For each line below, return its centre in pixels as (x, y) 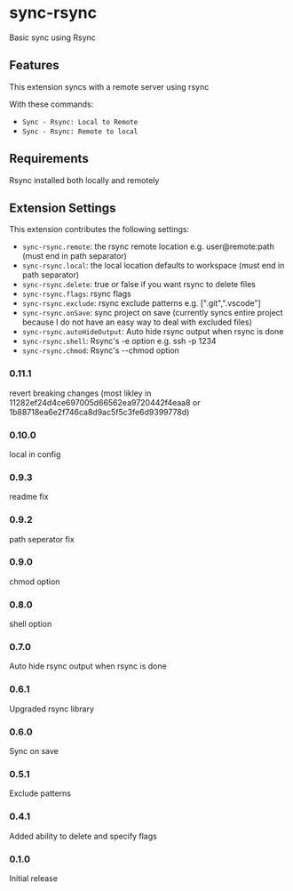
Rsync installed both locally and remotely (84, 180)
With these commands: (51, 104)
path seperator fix (42, 539)
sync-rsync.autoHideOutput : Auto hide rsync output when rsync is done (153, 332)
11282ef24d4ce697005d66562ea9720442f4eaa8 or (105, 402)
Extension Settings (63, 208)
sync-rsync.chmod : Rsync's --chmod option (101, 350)
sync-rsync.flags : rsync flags (76, 294)
